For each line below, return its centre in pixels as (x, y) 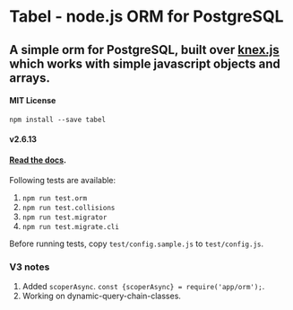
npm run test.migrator (65, 217)
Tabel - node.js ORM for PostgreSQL (146, 17)
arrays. (30, 78)
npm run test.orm (55, 198)
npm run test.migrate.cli (70, 226)
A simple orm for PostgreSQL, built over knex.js (144, 50)
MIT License (33, 101)
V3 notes (30, 267)
